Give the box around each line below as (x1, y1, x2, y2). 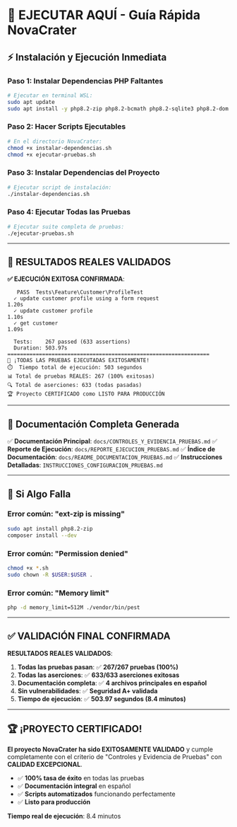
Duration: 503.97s (13, 345, 68, 352)
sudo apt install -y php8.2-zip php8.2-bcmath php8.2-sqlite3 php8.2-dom (7, 105, 229, 112)
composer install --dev (7, 531, 78, 539)
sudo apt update (7, 98, 55, 105)
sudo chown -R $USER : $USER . (7, 571, 93, 578)
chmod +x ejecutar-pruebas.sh (7, 151, 97, 158)
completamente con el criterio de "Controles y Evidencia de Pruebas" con (7, 753, 222, 761)
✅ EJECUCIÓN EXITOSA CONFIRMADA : (7, 274, 125, 283)
